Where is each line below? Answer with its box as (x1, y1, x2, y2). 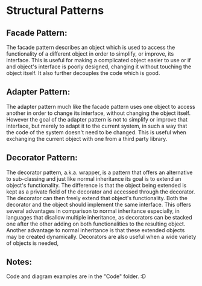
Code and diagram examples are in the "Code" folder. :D (6, 273, 147, 280)
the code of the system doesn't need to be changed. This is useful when (6, 128, 187, 136)
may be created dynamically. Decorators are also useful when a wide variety (6, 233, 197, 240)
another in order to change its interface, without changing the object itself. (6, 109, 191, 117)
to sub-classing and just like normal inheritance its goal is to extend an (6, 175, 181, 182)
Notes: (6, 257, 32, 267)
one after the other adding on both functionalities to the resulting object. (6, 220, 186, 227)
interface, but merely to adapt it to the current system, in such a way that (6, 122, 188, 129)
